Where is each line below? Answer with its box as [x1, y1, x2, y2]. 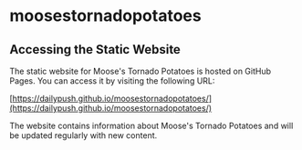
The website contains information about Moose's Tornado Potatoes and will [9, 120, 294, 131]
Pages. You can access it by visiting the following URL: [9, 75, 215, 86]
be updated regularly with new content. [9, 130, 158, 141]
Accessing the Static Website [9, 42, 181, 57]
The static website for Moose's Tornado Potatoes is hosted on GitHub [9, 65, 272, 76]
